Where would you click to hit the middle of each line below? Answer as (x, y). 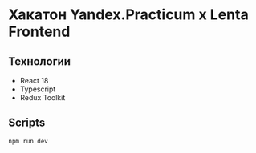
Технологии (39, 61)
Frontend (39, 32)
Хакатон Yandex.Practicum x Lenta (128, 15)
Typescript (38, 89)
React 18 (34, 81)
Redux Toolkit (43, 97)
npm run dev (28, 141)
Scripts (27, 123)
